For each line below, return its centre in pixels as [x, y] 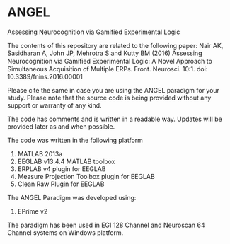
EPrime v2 [33, 211]
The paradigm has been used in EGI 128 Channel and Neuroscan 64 [106, 225]
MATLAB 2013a [40, 153]
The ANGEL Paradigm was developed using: [72, 197]
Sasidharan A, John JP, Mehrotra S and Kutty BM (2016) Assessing [105, 53]
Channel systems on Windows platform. [65, 232]
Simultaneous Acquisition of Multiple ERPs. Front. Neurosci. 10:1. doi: [108, 69]
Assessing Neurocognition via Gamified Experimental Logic [94, 32]
